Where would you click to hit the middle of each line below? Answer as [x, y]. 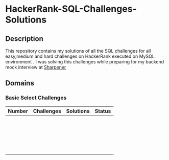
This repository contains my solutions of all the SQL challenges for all [78, 51]
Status [103, 111]
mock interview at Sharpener [36, 67]
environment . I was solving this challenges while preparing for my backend [85, 62]
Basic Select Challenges [36, 98]
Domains [20, 83]
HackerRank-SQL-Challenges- [71, 9]
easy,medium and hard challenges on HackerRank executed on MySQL [80, 56]
